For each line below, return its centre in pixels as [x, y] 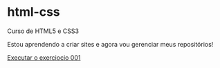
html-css [34, 12]
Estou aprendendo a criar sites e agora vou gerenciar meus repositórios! [110, 44]
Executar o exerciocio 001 [44, 57]
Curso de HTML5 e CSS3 [43, 31]
